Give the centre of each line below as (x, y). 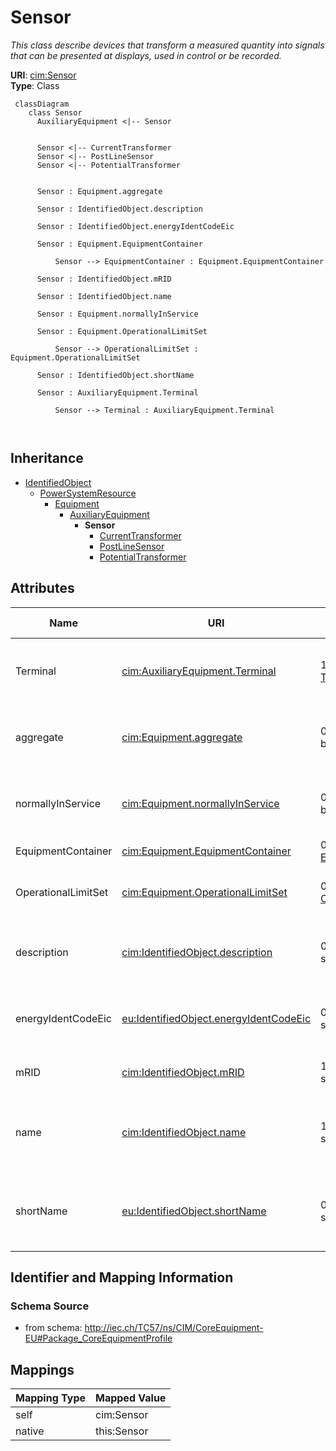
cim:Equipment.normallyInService (200, 803)
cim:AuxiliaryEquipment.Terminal (199, 671)
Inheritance (47, 458)
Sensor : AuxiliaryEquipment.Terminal (117, 392)
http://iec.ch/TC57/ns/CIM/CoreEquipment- (174, 1328)
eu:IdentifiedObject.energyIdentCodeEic (216, 1018)
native (30, 1431)
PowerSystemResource (88, 493)
